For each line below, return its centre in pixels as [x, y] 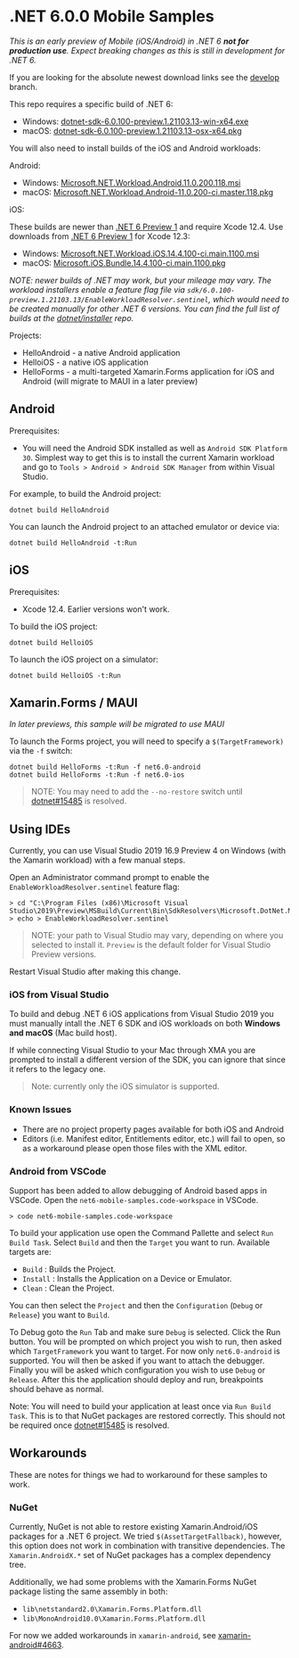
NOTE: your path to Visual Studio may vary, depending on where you [157, 936]
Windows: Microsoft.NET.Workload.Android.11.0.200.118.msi [131, 182]
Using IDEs [40, 829]
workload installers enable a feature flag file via [97, 289]
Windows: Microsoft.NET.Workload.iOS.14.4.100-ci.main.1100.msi [141, 253]
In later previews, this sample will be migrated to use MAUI [117, 724]
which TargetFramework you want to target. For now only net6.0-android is [145, 1351]
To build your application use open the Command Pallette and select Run [141, 1233]
